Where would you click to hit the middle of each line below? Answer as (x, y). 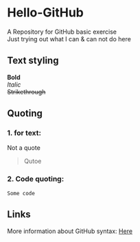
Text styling (33, 61)
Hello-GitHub (45, 13)
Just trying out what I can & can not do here (69, 38)
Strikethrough (26, 91)
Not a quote (24, 148)
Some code (21, 193)
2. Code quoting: (36, 179)
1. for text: (24, 133)
